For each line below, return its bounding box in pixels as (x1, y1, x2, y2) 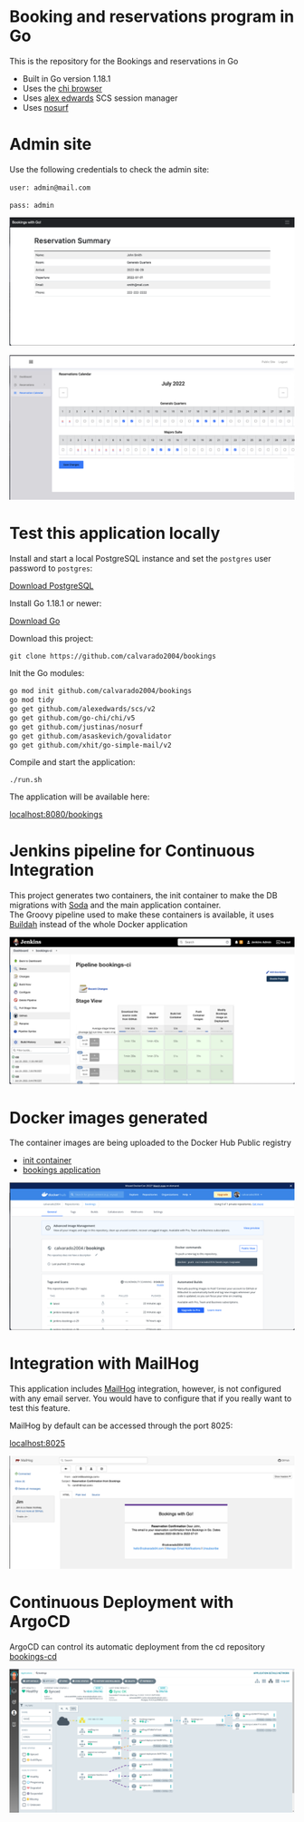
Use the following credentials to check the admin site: (9, 163, 210, 174)
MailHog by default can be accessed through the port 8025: (9, 1420, 233, 1431)
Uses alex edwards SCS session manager (22, 93, 178, 103)
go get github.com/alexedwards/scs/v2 (9, 704, 156, 713)
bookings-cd (9, 1651, 57, 1662)
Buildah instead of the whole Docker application (9, 918, 188, 929)
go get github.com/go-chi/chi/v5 (9, 713, 136, 722)
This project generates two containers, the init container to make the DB (9, 889, 278, 900)
